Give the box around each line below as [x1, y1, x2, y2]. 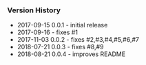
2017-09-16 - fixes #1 [17, 28, 78, 36]
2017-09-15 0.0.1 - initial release [17, 21, 108, 29]
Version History [7, 5, 61, 15]
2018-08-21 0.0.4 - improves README [17, 50, 126, 58]
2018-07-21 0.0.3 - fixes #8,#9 [17, 43, 105, 51]
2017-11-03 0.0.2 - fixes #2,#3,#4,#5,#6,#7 [17, 36, 140, 44]
